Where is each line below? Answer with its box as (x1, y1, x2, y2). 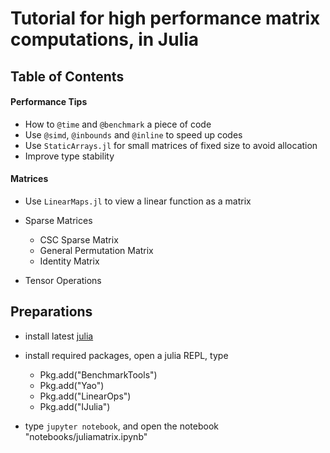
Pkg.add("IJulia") (39, 400, 111, 412)
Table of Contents (10, 68, 125, 85)
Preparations (10, 303, 93, 321)
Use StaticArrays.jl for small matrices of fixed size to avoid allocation (24, 139, 318, 151)
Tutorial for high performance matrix (10, 7, 321, 30)
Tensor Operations (24, 274, 102, 286)
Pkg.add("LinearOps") (39, 390, 132, 402)
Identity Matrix (39, 255, 100, 267)
